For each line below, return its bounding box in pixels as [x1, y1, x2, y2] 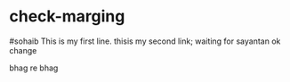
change [9, 45, 37, 55]
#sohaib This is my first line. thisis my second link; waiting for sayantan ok [9, 36, 281, 46]
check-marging [9, 6, 125, 27]
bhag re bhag [9, 62, 59, 73]
